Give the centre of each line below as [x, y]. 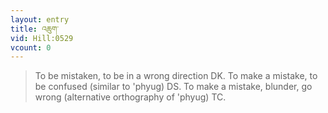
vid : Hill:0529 [42, 38]
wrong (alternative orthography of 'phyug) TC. [130, 97]
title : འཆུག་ [34, 29]
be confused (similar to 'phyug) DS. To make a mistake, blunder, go [173, 87]
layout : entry [40, 19]
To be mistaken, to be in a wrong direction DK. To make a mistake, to [176, 76]
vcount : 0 [31, 47]
